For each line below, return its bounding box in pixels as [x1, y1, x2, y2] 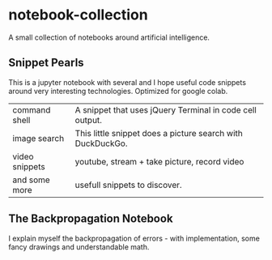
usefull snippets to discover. [74, 179, 182, 190]
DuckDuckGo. [74, 138, 128, 149]
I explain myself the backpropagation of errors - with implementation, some [8, 233, 261, 243]
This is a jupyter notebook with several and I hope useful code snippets [8, 77, 247, 87]
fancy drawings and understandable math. [8, 241, 150, 252]
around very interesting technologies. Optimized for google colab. [8, 86, 228, 96]
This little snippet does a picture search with [74, 127, 243, 139]
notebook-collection [8, 6, 148, 24]
